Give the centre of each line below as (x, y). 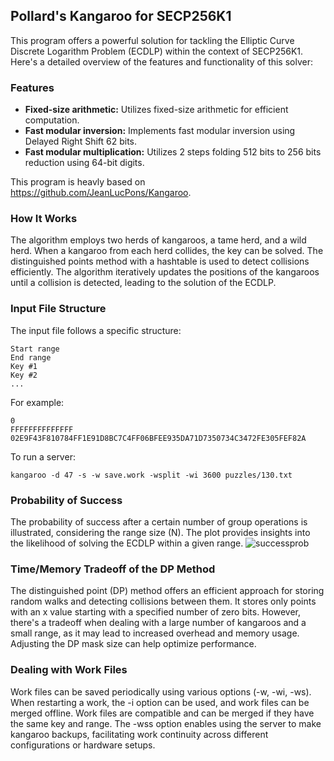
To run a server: (43, 456)
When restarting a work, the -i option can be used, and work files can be (160, 702)
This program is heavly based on (78, 182)
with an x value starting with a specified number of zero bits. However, (155, 612)
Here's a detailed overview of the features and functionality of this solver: (162, 61)
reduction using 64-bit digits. (84, 163)
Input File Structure (58, 309)
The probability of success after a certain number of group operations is (159, 522)
